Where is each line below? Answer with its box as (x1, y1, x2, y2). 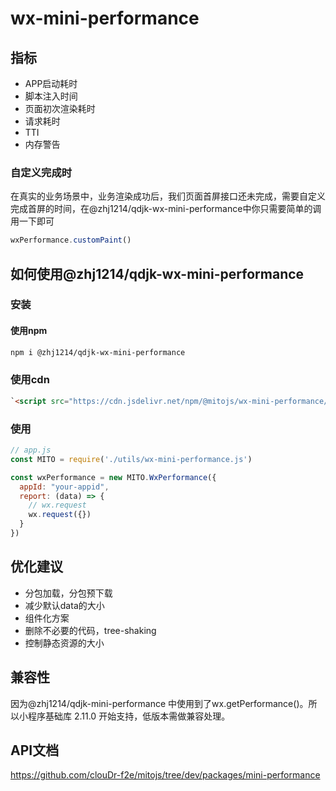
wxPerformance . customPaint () (10, 235, 132, 246)
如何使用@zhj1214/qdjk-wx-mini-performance (10, 265, 305, 282)
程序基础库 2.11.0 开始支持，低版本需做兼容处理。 (27, 710, 231, 722)
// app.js (10, 445, 52, 456)
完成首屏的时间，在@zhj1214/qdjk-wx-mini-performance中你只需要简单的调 (10, 203, 322, 215)
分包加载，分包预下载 (24, 587, 113, 599)
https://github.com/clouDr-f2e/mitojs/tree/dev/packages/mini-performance (10, 769, 321, 781)
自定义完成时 (10, 165, 73, 179)
